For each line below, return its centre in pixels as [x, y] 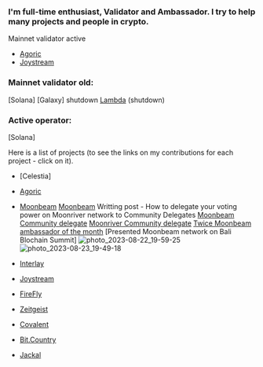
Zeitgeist [34, 309]
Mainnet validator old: [51, 83]
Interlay [32, 263]
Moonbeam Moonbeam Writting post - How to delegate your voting [128, 206]
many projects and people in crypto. [79, 21]
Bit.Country [38, 339]
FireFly [31, 294]
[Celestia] [35, 176]
